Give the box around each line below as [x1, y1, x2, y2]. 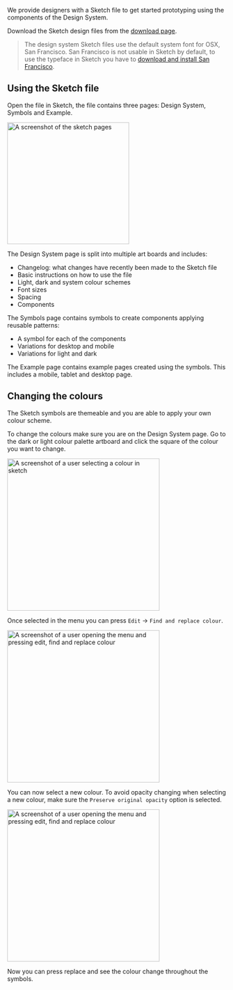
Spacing [17, 292, 42, 301]
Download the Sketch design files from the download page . [7, 27, 177, 35]
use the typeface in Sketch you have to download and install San [24, 55, 210, 63]
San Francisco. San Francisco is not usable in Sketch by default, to [24, 48, 216, 56]
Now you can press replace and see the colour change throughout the [7, 967, 209, 975]
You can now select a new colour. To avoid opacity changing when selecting [7, 788, 226, 796]
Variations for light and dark [17, 349, 97, 358]
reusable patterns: [7, 321, 60, 329]
